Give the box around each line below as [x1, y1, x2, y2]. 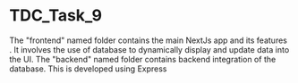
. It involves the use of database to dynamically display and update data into [9, 44, 290, 54]
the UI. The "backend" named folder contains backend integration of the [9, 54, 277, 64]
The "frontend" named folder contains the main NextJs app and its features [9, 35, 288, 46]
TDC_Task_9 [9, 5, 103, 26]
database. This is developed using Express [9, 63, 167, 74]
